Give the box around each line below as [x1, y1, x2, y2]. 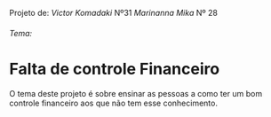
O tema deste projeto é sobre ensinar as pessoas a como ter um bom [9, 88, 263, 98]
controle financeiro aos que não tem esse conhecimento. [9, 97, 218, 108]
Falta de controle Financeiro [9, 58, 220, 79]
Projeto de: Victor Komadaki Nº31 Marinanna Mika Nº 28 [9, 8, 218, 18]
